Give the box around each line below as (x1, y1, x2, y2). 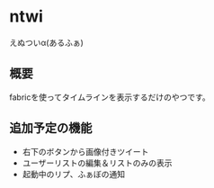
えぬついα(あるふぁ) (9, 37, 84, 48)
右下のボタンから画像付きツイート (22, 146, 149, 157)
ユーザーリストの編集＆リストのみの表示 (22, 157, 173, 168)
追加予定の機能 (9, 121, 93, 136)
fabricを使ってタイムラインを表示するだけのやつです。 (9, 92, 211, 103)
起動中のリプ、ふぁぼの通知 (22, 168, 126, 179)
